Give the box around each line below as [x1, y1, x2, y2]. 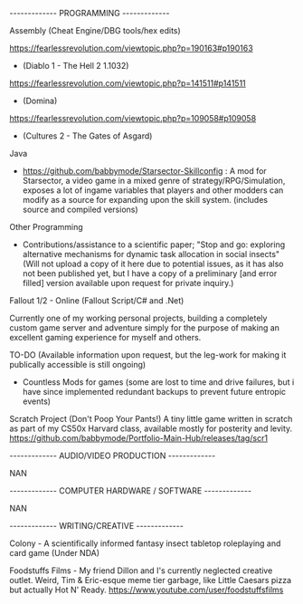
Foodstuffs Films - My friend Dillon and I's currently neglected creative [9, 565, 273, 576]
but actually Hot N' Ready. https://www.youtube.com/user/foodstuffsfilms [9, 584, 284, 595]
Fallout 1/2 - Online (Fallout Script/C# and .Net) [9, 295, 185, 306]
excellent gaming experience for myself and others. [9, 332, 202, 342]
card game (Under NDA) [9, 548, 100, 558]
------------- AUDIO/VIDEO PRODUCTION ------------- [9, 450, 216, 461]
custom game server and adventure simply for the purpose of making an [9, 322, 280, 333]
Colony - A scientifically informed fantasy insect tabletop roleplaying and [9, 538, 281, 549]
